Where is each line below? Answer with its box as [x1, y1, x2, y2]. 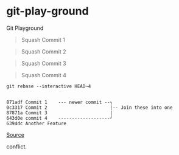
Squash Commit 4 [21, 71, 67, 78]
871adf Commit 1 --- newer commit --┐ [6, 99, 113, 105]
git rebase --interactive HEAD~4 [6, 83, 91, 89]
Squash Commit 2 [21, 47, 66, 55]
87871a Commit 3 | [6, 109, 113, 116]
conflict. [6, 143, 27, 150]
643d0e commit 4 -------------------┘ [6, 115, 113, 121]
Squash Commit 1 [21, 36, 65, 43]
